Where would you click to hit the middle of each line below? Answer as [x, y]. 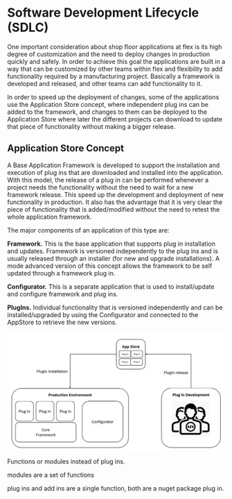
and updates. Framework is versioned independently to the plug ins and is [113, 251]
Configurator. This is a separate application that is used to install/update [111, 287]
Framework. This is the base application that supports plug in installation [111, 244]
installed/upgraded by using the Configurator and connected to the [103, 314]
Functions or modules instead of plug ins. [66, 461]
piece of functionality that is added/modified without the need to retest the [114, 209]
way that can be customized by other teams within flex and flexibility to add [115, 69]
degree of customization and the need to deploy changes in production [109, 54]
